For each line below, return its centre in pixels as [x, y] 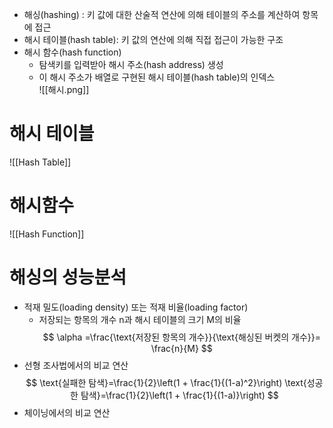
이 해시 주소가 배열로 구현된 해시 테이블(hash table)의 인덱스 [157, 77]
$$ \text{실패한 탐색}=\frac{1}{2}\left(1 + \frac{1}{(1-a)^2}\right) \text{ [166, 382]
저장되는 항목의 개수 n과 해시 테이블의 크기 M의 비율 [140, 319]
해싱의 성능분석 [68, 277]
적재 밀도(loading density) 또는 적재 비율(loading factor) [136, 307]
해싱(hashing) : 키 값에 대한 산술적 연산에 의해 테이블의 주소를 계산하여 [162, 14]
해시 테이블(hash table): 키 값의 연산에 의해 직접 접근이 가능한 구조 [153, 39]
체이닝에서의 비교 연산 [67, 412]
